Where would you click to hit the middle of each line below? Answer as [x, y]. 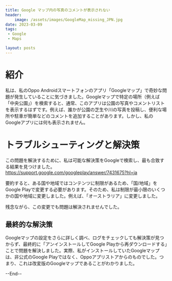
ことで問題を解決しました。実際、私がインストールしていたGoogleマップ [83, 251]
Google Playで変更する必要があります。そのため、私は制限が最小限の [79, 189]
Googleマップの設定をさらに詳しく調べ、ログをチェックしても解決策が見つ [85, 238]
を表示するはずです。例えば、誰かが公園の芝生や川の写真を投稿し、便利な [84, 109]
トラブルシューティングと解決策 [73, 145]
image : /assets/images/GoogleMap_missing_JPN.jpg [69, 20]
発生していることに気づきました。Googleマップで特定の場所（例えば [87, 97]
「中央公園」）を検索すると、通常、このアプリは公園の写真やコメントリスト [85, 103]
